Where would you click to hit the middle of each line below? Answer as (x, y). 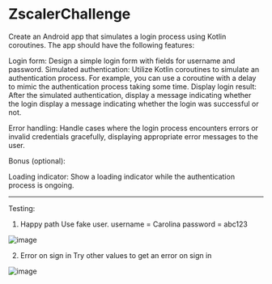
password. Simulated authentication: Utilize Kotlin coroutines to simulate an (134, 69)
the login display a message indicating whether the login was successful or (134, 104)
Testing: (22, 208)
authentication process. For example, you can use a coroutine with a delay (132, 78)
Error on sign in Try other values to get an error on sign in (116, 255)
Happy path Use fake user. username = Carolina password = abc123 (134, 224)
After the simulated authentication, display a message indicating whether (130, 95)
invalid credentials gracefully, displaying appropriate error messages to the (134, 136)
